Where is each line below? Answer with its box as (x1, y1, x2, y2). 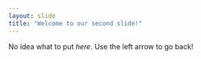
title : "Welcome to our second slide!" (8, 19, 143, 27)
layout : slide (8, 11, 57, 20)
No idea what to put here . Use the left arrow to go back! (8, 41, 194, 51)
